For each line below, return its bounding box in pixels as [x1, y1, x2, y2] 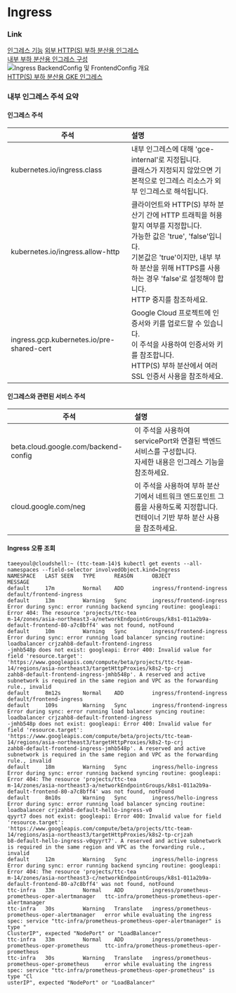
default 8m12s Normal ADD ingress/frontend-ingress [7, 689, 228, 697]
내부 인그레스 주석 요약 [7, 92, 79, 102]
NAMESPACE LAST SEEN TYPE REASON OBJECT [7, 573, 171, 580]
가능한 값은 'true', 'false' [131, 231, 209, 241]
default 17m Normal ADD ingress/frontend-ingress [7, 585, 228, 592]
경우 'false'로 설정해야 [146, 273, 216, 283]
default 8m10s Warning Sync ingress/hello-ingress [7, 794, 218, 801]
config [11, 450, 32, 460]
